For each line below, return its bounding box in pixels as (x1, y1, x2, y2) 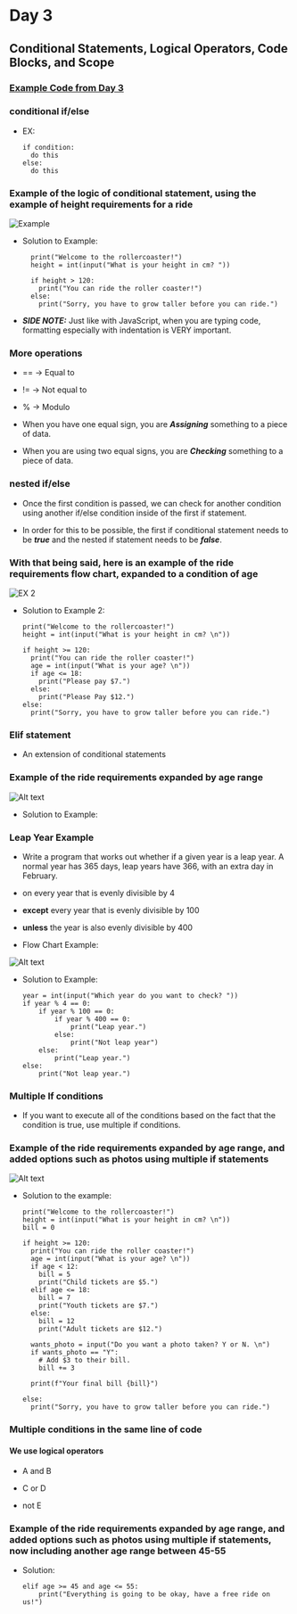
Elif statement (9, 729, 71, 741)
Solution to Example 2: (21, 605, 105, 615)
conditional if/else (9, 105, 90, 118)
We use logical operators (9, 1445, 104, 1456)
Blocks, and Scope (9, 54, 115, 70)
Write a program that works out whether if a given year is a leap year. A (21, 851, 285, 861)
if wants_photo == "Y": (30, 1348, 119, 1357)
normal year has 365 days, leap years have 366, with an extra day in (21, 861, 274, 871)
